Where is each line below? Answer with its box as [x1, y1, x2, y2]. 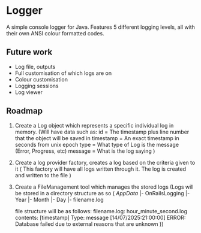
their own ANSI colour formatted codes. [6, 29, 105, 37]
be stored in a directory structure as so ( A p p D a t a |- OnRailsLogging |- [14, 189, 190, 196]
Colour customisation [14, 75, 68, 83]
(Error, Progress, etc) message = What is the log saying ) [14, 147, 155, 155]
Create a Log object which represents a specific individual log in [14, 122, 174, 129]
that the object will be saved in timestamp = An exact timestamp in [14, 134, 179, 141]
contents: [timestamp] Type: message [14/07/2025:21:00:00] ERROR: [14, 214, 186, 221]
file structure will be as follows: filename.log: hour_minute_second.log [14, 207, 188, 214]
